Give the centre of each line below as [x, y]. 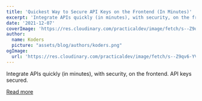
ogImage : [17, 51]
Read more [20, 91]
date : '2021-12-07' [31, 23]
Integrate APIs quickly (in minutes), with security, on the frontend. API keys [99, 73]
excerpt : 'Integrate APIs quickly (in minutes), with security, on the [98, 17]
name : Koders [28, 40]
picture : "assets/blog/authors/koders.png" [67, 46]
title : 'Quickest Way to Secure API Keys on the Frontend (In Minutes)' [99, 12]
